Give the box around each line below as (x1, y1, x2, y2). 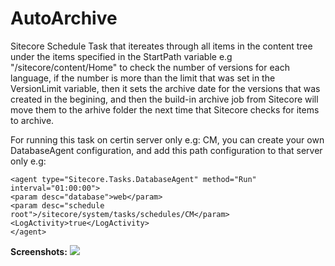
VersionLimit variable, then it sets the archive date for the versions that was (10, 82, 321, 94)
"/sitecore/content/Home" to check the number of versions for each (10, 61, 290, 73)
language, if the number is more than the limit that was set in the (10, 72, 276, 84)
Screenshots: (10, 245, 68, 257)
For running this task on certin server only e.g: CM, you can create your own (10, 133, 325, 146)
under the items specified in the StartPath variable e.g (10, 50, 233, 62)
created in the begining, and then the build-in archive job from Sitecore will (10, 93, 319, 105)
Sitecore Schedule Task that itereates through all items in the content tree (10, 40, 313, 52)
